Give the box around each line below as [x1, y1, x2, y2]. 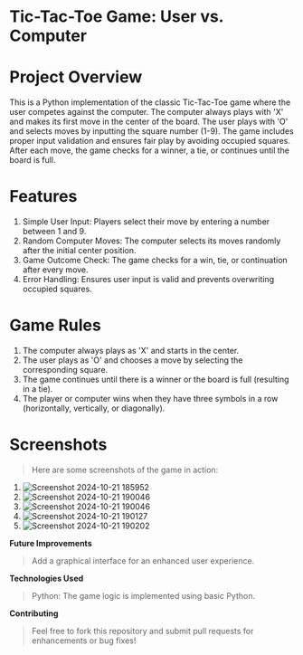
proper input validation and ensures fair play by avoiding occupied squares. [9, 136, 291, 147]
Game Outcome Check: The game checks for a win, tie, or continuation [22, 255, 288, 266]
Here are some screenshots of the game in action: [31, 464, 219, 475]
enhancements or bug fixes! [31, 635, 137, 646]
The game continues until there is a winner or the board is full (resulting [22, 374, 289, 384]
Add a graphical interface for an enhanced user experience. [31, 555, 255, 566]
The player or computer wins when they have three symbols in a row [22, 394, 279, 403]
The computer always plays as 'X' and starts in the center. [22, 346, 240, 356]
